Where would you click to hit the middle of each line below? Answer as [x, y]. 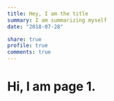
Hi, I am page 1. [51, 87]
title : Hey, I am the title [48, 14]
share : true [24, 39]
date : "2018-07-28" [35, 26]
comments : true [29, 52]
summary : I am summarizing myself [57, 20]
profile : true [28, 46]
